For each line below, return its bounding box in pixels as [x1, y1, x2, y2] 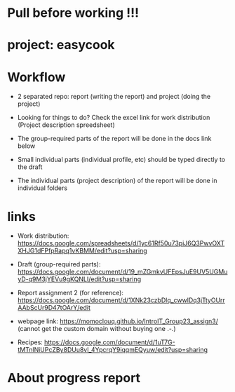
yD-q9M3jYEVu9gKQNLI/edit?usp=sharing [17, 275, 142, 283]
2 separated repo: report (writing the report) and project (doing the [17, 93, 211, 101]
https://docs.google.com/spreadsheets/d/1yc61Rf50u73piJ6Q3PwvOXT [17, 239, 225, 248]
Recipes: [17, 338, 43, 346]
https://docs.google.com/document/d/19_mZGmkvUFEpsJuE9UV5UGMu [17, 268, 228, 276]
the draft [17, 163, 43, 171]
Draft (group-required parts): [17, 260, 101, 269]
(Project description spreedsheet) [17, 121, 115, 129]
